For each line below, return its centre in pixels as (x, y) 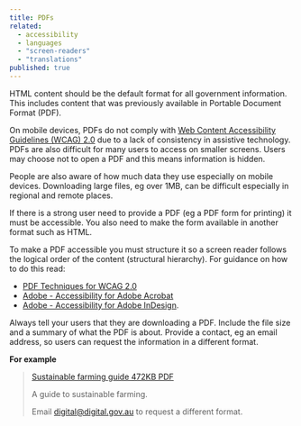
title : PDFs (32, 18)
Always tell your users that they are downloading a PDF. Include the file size (150, 322)
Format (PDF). (35, 113)
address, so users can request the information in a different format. (134, 341)
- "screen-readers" (54, 51)
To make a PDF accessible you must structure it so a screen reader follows (148, 249)
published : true (40, 68)
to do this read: (37, 268)
